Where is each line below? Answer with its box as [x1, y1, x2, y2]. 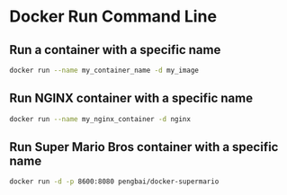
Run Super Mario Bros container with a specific [9, 139, 279, 155]
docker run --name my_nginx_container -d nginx [9, 114, 192, 123]
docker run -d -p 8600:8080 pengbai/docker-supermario [9, 177, 220, 186]
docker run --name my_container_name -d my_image [9, 66, 200, 75]
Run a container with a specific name [9, 42, 221, 58]
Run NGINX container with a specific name [9, 91, 254, 106]
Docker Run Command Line [9, 6, 218, 27]
